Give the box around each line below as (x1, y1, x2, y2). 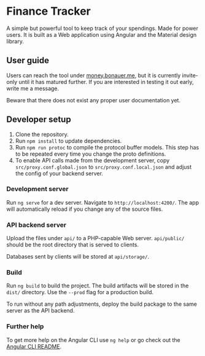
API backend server (6, 221, 66, 229)
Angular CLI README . (6, 343, 62, 350)
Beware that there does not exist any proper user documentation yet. (6, 96, 181, 104)
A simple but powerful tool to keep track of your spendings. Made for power (6, 25, 198, 32)
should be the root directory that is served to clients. (6, 241, 139, 249)
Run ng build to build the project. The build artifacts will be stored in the (6, 282, 189, 289)
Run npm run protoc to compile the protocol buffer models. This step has (15, 143, 199, 151)
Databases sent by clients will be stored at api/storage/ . (6, 253, 149, 260)
